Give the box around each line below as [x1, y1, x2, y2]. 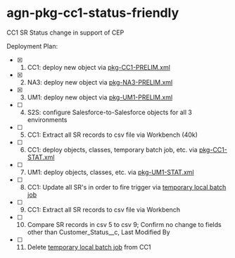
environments [27, 115, 68, 124]
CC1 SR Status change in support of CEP [6, 28, 125, 37]
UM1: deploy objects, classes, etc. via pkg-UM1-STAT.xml [27, 168, 194, 176]
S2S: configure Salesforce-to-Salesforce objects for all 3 [27, 108, 193, 116]
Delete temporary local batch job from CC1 [27, 242, 151, 251]
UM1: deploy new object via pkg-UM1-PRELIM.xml [27, 93, 173, 102]
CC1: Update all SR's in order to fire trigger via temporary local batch [27, 183, 227, 191]
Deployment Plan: [6, 42, 58, 50]
